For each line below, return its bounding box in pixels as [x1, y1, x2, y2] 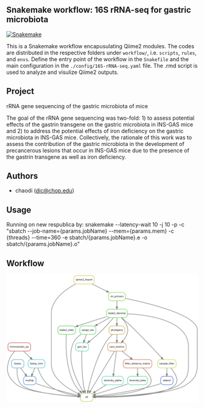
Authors [6, 171, 38, 181]
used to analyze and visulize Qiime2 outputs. [6, 68, 119, 76]
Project [6, 86, 35, 97]
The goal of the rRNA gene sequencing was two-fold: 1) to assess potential [6, 114, 195, 122]
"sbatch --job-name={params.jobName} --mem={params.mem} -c [6, 227, 175, 235]
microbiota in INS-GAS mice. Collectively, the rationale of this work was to [6, 134, 192, 141]
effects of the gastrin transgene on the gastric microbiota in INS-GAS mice [6, 120, 194, 128]
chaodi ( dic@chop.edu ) [15, 187, 75, 194]
